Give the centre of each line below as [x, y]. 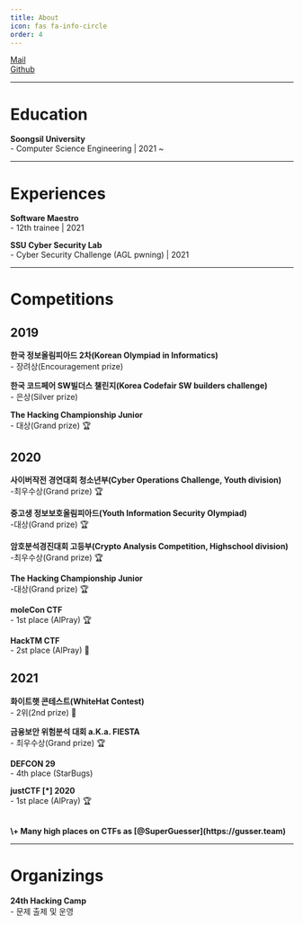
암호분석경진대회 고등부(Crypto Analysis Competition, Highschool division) [149, 547]
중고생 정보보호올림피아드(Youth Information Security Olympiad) [129, 513]
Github [22, 69]
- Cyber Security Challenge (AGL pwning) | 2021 [100, 255]
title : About [35, 18]
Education [49, 114]
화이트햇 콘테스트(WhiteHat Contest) [77, 701]
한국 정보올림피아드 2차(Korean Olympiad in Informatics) [114, 355]
